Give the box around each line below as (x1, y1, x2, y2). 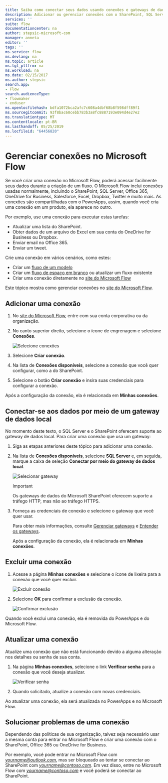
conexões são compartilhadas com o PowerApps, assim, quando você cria (5, 199, 159, 205)
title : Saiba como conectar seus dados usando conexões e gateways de (5, 7, 155, 13)
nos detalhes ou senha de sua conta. (5, 654, 81, 660)
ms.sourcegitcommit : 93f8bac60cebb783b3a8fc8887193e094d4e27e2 (5, 110, 140, 115)
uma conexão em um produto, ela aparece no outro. (5, 204, 112, 210)
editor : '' (5, 40, 28, 45)
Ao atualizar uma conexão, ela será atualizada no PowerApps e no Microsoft (5, 698, 162, 704)
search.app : (5, 82, 30, 87)
